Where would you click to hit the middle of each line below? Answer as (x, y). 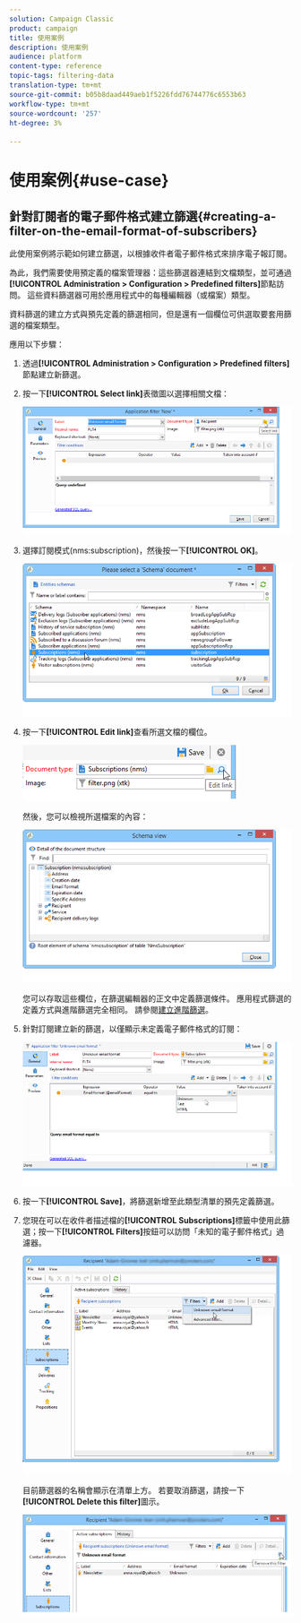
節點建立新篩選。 (54, 375)
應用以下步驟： (37, 344)
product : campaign (43, 28)
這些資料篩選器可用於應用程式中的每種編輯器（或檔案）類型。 (141, 295)
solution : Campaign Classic (62, 19)
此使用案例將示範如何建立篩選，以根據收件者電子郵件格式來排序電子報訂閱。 (150, 254)
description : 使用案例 (49, 47)
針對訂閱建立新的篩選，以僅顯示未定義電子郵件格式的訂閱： (132, 1028)
